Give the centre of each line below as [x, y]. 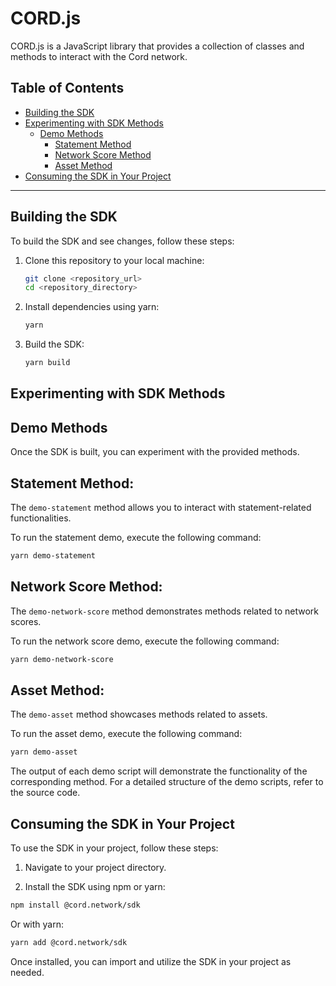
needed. [27, 972]
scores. [26, 621]
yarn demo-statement [53, 556]
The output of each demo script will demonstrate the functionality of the [159, 771]
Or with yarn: [37, 924]
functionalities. [41, 518]
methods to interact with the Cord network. [99, 56]
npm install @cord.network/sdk [75, 905]
